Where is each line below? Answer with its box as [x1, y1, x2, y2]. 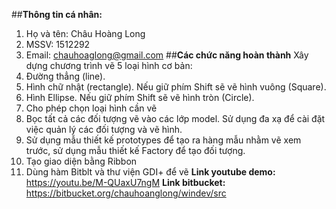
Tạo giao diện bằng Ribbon [25, 155, 138, 167]
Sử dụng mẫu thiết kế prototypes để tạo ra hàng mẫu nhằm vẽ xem [25, 134, 302, 146]
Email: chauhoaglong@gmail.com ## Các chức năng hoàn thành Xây [25, 49, 309, 61]
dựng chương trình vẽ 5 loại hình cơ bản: [25, 60, 193, 71]
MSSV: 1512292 [25, 39, 91, 50]
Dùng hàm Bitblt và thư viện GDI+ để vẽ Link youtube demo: [25, 166, 276, 178]
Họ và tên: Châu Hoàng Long [25, 28, 146, 39]
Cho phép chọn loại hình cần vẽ [25, 102, 158, 114]
